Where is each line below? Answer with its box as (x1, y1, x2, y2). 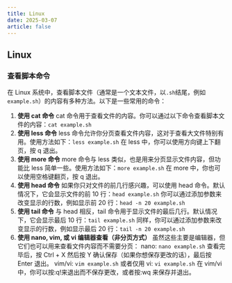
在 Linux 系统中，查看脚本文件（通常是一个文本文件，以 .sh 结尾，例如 (7, 88, 206, 97)
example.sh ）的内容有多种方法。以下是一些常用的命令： (7, 97, 167, 105)
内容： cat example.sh (29, 120, 92, 129)
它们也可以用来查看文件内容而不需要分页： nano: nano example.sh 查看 (17, 242, 219, 250)
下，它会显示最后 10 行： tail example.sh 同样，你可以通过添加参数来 (17, 216, 216, 225)
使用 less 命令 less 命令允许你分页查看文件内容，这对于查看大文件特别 (17, 129, 218, 138)
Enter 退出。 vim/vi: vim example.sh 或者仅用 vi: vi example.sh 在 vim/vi (17, 259, 222, 268)
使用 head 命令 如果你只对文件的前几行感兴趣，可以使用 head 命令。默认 (17, 181, 226, 190)
